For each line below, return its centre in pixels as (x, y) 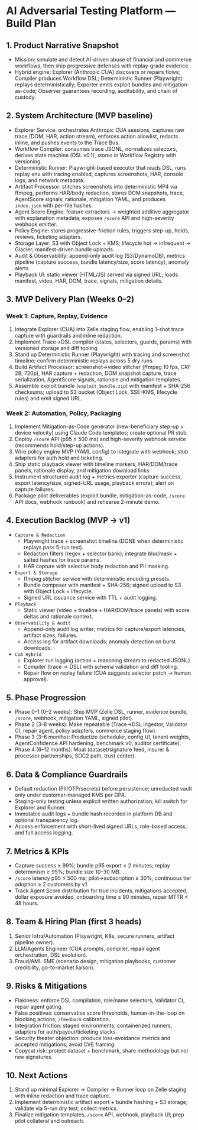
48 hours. (27, 904)
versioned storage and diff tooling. (57, 348)
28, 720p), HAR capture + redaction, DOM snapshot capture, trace (95, 373)
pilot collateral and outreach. (49, 1121)
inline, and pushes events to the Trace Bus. (67, 143)
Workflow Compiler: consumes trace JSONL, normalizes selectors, (96, 148)
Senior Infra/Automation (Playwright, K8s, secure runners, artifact (95, 936)
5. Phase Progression (46, 698)
